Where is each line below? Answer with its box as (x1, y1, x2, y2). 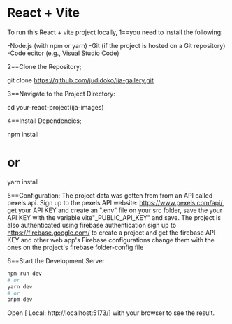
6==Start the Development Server (7, 256, 105, 265)
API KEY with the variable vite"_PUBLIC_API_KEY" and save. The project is (7, 213, 222, 221)
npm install (7, 130, 39, 138)
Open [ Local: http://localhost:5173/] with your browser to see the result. (7, 309, 215, 317)
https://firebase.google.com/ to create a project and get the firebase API (7, 228, 216, 237)
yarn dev (7, 283, 33, 290)
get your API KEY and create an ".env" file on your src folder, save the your (7, 206, 223, 214)
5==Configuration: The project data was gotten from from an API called (7, 191, 213, 200)
